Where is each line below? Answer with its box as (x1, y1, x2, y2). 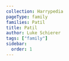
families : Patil (6, 19, 45, 25)
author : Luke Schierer (6, 30, 61, 36)
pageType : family (6, 14, 48, 20)
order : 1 (11, 46, 32, 52)
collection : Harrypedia (6, 8, 64, 15)
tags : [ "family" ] (6, 35, 48, 41)
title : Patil (6, 24, 38, 31)
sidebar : (6, 41, 27, 47)
